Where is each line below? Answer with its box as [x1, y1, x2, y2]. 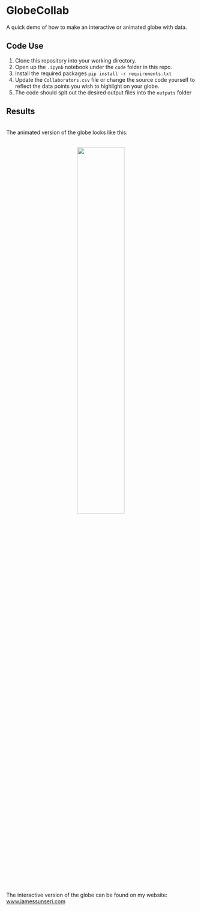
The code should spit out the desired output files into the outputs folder [14, 88, 192, 96]
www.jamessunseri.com [6, 897, 66, 905]
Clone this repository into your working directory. [14, 57, 137, 64]
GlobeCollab [6, 4, 70, 17]
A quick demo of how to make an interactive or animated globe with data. [6, 23, 187, 31]
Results [6, 106, 35, 117]
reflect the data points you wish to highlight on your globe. [14, 82, 160, 90]
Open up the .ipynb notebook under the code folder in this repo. [14, 63, 173, 70]
